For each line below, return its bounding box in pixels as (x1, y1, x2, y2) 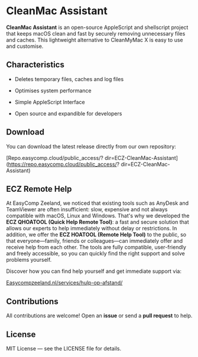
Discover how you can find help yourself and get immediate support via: (6, 268, 182, 275)
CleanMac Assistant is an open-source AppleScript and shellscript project (6, 24, 189, 31)
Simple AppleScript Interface (14, 98, 85, 105)
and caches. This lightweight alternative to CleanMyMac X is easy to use (6, 36, 183, 43)
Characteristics (6, 60, 65, 70)
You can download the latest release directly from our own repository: (6, 143, 176, 150)
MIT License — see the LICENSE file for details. (6, 345, 122, 352)
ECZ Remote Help (6, 184, 72, 194)
